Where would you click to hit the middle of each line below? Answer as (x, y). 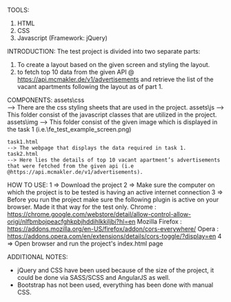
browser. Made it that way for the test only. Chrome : (82, 207)
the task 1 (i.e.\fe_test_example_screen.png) (69, 129)
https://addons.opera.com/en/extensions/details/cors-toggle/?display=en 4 (114, 236)
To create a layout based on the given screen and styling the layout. (113, 64)
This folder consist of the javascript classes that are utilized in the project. (112, 114)
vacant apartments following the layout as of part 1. (90, 87)
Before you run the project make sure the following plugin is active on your (113, 200)
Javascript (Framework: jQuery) (62, 38)
